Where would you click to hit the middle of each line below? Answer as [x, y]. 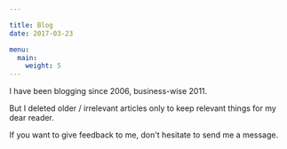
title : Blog [31, 25]
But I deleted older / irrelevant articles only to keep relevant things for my [143, 108]
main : [28, 58]
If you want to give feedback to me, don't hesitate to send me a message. [144, 135]
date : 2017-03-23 [41, 33]
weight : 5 [44, 66]
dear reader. [32, 118]
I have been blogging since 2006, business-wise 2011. [108, 91]
